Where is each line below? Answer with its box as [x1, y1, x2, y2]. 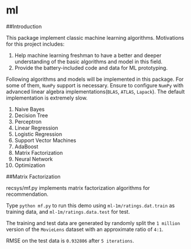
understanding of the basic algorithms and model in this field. [14, 58, 162, 65]
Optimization [14, 162, 46, 169]
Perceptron [14, 118, 42, 125]
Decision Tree [14, 112, 48, 119]
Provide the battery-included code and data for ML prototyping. [14, 64, 168, 71]
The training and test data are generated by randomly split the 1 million [6, 219, 180, 226]
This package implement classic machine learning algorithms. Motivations [6, 34, 185, 41]
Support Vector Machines [14, 137, 77, 144]
